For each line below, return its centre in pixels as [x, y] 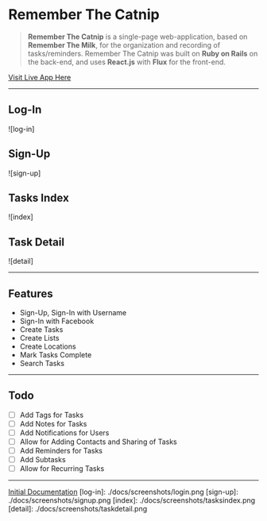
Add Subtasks [43, 460]
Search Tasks [42, 363]
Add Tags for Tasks [52, 415]
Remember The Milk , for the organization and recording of [124, 44]
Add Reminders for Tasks [61, 451]
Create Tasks [41, 330]
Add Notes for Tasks [53, 423]
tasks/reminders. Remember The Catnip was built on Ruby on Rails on [143, 53]
